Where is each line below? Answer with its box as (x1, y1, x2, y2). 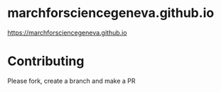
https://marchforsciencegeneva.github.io (7, 28, 127, 37)
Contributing (7, 53, 85, 69)
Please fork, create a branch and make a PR (7, 76, 136, 85)
